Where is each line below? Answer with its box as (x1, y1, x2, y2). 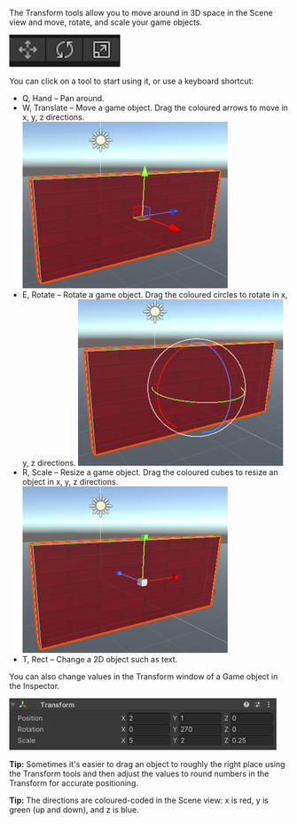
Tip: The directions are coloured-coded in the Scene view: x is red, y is (9, 795, 269, 805)
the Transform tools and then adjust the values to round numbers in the (9, 768, 270, 779)
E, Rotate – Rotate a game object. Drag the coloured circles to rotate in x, (21, 289, 288, 300)
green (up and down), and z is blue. (9, 804, 139, 815)
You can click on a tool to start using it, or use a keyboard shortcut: (9, 75, 254, 86)
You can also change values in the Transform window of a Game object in (9, 671, 278, 682)
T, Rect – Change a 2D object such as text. (21, 654, 178, 664)
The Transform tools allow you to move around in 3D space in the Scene (9, 8, 273, 18)
